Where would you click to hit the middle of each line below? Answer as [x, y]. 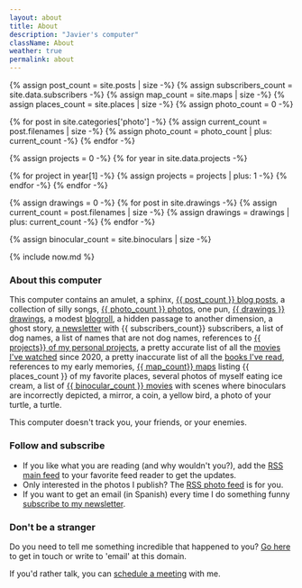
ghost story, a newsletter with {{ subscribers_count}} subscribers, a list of [146, 329]
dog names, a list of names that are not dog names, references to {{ [135, 338]
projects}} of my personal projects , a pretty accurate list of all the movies [145, 348]
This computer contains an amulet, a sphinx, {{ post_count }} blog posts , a [147, 300]
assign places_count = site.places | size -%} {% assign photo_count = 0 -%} [151, 104]
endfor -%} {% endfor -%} [59, 185]
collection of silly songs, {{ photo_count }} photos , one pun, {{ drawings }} [147, 309]
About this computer [55, 280]
